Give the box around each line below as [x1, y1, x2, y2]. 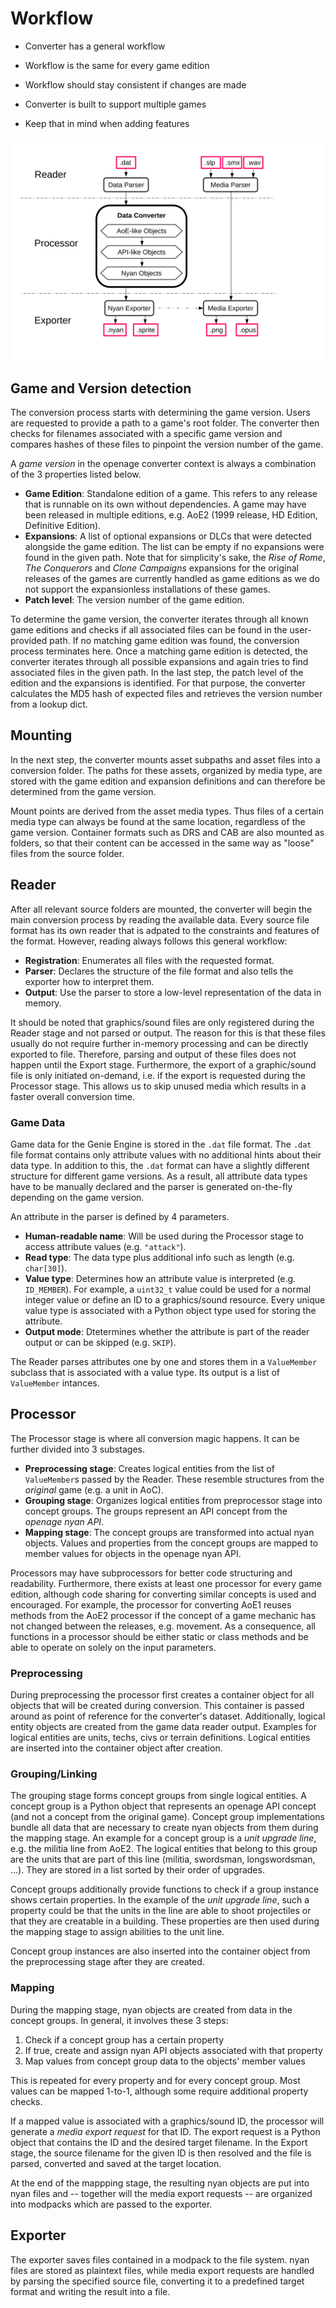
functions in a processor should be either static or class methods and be [10, 1630, 309, 1642]
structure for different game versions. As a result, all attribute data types [10, 1170, 308, 1182]
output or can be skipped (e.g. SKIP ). [24, 1337, 177, 1349]
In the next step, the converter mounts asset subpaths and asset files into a [10, 753, 321, 766]
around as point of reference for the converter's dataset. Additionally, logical [10, 1710, 326, 1722]
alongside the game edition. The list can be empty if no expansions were [24, 541, 325, 553]
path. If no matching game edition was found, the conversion [49, 635, 300, 647]
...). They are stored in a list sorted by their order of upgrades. [10, 1864, 265, 1876]
